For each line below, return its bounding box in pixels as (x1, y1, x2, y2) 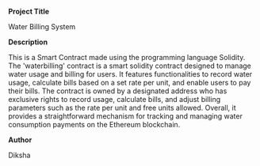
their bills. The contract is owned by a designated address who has (8, 86, 227, 96)
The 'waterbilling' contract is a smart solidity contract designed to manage (8, 61, 251, 70)
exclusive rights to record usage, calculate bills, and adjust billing (8, 95, 221, 104)
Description (8, 37, 48, 47)
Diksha (8, 150, 31, 160)
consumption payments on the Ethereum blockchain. (8, 120, 181, 129)
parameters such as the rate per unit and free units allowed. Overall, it (8, 103, 236, 112)
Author (8, 135, 32, 145)
